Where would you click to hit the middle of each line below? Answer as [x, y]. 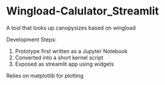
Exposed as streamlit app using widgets [64, 64]
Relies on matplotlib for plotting [45, 75]
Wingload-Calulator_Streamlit [83, 11]
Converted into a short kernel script [59, 57]
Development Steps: [31, 39]
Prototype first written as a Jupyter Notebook [71, 51]
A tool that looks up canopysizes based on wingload [71, 28]
